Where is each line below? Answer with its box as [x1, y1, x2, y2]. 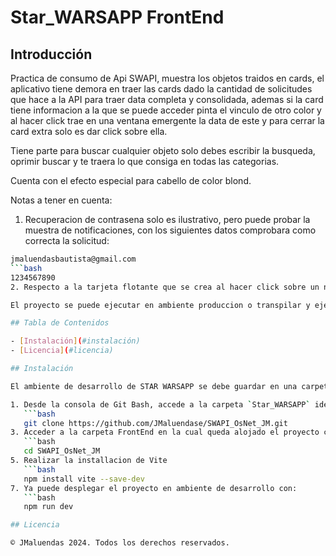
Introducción [10, 46, 93, 63]
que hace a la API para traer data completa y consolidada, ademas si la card [10, 94, 324, 105]
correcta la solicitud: [24, 235, 110, 246]
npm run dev [23, 502, 74, 512]
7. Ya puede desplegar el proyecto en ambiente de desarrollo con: [10, 483, 298, 493]
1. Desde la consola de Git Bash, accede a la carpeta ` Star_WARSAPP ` [10, 399, 311, 410]
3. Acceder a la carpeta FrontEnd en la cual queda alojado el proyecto [10, 427, 320, 438]
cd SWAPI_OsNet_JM [23, 446, 101, 456]
